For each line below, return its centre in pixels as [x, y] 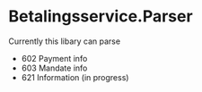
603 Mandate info [54, 68]
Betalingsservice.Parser [101, 17]
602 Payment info [54, 58]
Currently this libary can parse [65, 41]
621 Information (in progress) [75, 77]
